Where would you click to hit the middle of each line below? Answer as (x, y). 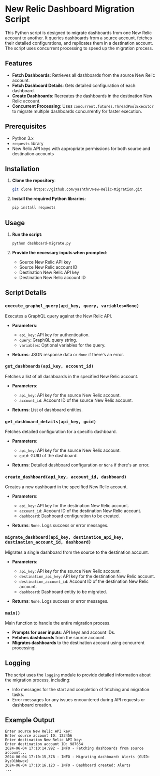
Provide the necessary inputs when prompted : (59, 252)
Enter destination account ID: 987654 (44, 744)
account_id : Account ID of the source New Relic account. (76, 400)
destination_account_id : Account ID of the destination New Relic (84, 581)
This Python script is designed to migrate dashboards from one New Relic (79, 33)
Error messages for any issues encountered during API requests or (78, 699)
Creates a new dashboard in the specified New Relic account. (66, 487)
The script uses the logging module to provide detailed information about (78, 675)
